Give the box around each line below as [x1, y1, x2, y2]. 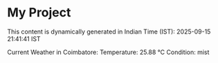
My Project [7, 5, 71, 21]
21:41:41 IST [7, 34, 41, 42]
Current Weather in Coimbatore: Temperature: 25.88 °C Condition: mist [7, 48, 210, 56]
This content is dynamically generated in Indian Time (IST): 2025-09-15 [7, 27, 211, 36]
